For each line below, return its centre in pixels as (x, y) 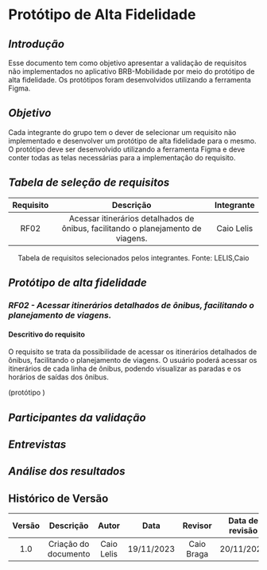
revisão (244, 531)
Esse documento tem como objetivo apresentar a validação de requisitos (128, 63)
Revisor (197, 526)
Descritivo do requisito (47, 334)
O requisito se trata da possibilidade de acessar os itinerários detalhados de (133, 352)
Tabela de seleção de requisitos (89, 183)
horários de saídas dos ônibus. (59, 377)
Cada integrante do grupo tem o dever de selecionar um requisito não (122, 132)
